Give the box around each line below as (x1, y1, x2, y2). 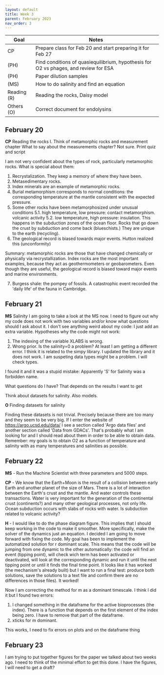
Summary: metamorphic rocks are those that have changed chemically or (5, 250, 153, 256)
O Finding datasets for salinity (5, 402, 65, 408)
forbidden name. (5, 373, 39, 380)
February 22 (5, 457, 43, 465)
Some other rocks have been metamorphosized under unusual (12, 204, 138, 211)
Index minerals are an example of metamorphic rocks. (12, 184, 121, 190)
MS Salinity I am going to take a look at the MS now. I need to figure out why (5, 313, 159, 319)
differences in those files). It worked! (5, 578, 79, 583)
